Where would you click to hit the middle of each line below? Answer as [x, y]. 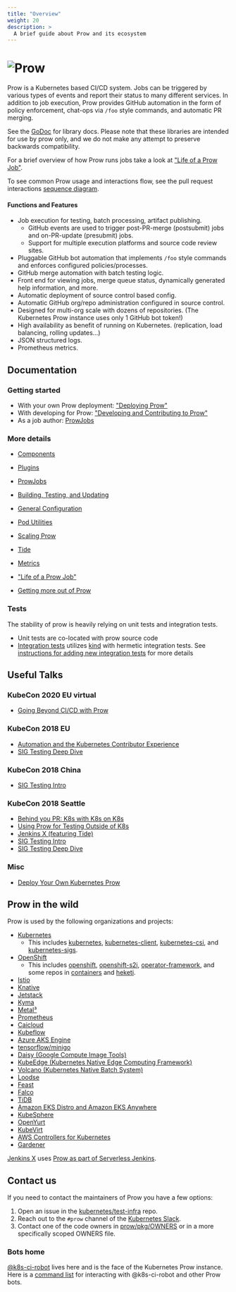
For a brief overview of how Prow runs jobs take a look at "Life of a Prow [112, 160]
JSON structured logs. [50, 340]
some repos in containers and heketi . [82, 973]
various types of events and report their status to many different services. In [118, 95]
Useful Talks [35, 675]
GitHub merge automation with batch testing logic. [91, 273]
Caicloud [30, 1025]
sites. [36, 250]
